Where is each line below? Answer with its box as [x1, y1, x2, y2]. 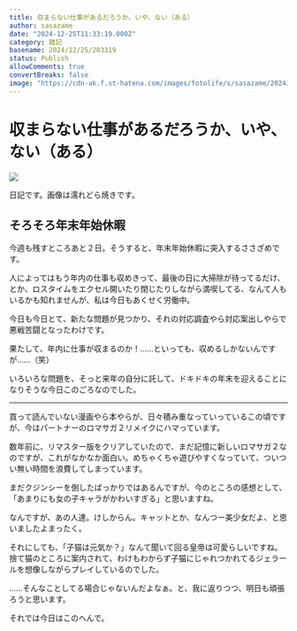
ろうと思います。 [9, 594, 71, 604]
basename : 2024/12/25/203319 [9, 46, 117, 55]
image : [9, 79, 34, 88]
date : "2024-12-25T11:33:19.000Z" [9, 29, 137, 38]
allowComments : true [9, 63, 86, 72]
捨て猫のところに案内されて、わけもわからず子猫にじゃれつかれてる [9, 553, 256, 564]
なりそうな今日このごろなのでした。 [9, 384, 141, 395]
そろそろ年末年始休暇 [9, 218, 126, 233]
